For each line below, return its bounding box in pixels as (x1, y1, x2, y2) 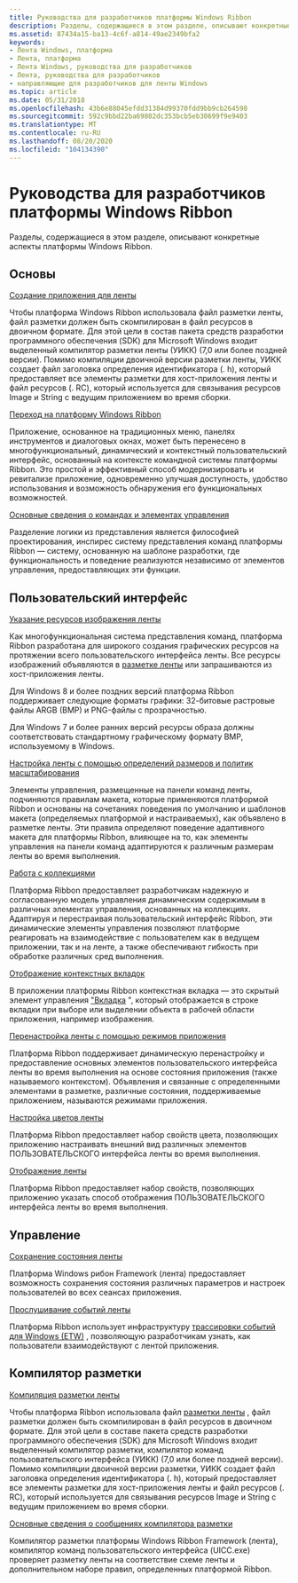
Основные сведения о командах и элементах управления (9, 509, 230, 520)
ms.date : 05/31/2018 (9, 95, 86, 105)
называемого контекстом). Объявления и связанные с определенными (9, 1076, 281, 1087)
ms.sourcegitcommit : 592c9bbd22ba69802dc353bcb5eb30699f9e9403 (9, 112, 248, 121)
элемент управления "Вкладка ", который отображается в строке (9, 995, 259, 1005)
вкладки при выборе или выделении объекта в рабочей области (9, 1004, 255, 1015)
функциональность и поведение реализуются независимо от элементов (9, 555, 286, 566)
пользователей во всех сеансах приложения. (9, 1288, 182, 1297)
